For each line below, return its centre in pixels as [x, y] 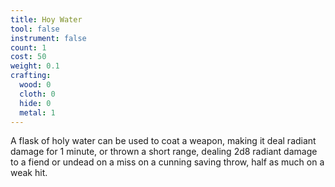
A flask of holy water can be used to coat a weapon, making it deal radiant [163, 141]
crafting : [31, 76]
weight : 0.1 [35, 66]
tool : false [35, 29]
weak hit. [29, 173]
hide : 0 [35, 103]
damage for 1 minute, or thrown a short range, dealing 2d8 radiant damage [164, 152]
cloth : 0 [37, 94]
